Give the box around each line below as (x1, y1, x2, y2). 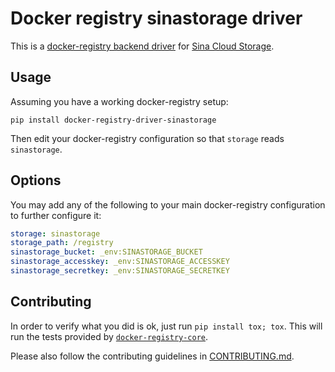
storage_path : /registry (10, 238, 114, 248)
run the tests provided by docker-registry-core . (10, 330, 209, 342)
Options (10, 172, 62, 189)
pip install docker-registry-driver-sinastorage (10, 115, 217, 125)
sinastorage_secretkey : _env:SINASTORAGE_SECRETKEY (10, 266, 230, 276)
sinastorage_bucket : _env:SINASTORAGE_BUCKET (10, 247, 203, 257)
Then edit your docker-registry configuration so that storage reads (10, 132, 285, 144)
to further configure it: (10, 209, 102, 221)
